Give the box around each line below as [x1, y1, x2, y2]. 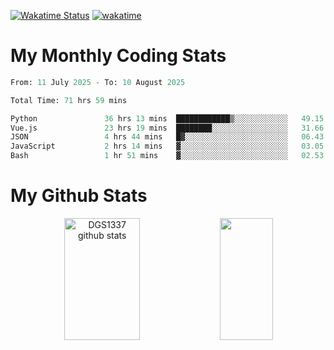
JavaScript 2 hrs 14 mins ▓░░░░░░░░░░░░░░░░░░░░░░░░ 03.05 [10, 141, 325, 152]
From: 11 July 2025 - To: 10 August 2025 [10, 77, 186, 87]
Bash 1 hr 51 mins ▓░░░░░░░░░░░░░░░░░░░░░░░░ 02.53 [10, 151, 325, 161]
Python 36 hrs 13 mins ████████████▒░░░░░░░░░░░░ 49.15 [10, 113, 325, 124]
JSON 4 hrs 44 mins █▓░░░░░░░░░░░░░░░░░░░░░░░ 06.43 [10, 132, 325, 142]
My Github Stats [10, 185, 148, 207]
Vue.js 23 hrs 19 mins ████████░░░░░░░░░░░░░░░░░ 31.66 [10, 123, 325, 133]
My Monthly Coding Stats [10, 45, 227, 67]
